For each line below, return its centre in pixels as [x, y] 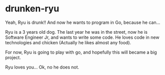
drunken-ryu [32, 9]
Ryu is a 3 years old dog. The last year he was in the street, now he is [77, 32]
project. [13, 57]
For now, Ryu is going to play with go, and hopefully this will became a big [81, 52]
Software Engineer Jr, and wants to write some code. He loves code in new [82, 37]
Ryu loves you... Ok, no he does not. [42, 67]
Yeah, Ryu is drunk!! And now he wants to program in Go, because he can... [83, 22]
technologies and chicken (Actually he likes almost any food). [68, 42]
